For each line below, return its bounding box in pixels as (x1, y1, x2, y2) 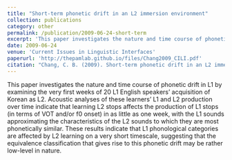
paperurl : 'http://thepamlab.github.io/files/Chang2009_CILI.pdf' (7, 55, 202, 62)
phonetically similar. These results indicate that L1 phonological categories (7, 124, 219, 132)
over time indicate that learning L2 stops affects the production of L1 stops (7, 102, 219, 110)
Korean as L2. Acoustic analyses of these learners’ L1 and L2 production (7, 94, 213, 103)
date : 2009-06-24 (7, 42, 57, 49)
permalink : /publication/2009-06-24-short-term (7, 29, 147, 37)
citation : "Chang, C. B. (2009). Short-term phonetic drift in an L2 (7, 61, 212, 68)
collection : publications (7, 17, 81, 23)
